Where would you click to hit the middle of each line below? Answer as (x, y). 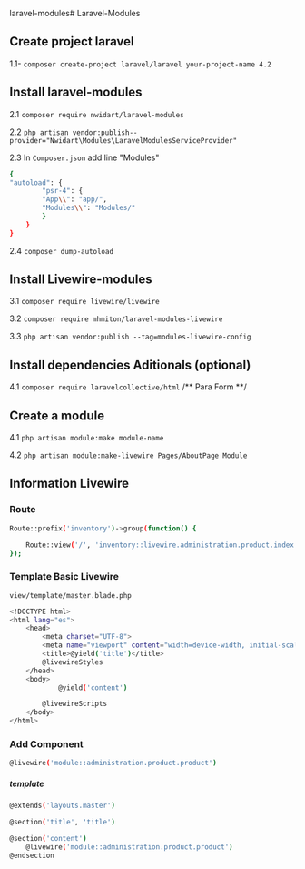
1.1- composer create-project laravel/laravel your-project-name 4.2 (141, 64)
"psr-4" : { (63, 191)
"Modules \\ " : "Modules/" (89, 208)
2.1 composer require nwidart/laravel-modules (97, 114)
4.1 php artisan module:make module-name (87, 438)
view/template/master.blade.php (70, 595)
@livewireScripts (74, 704)
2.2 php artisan (39, 132)
